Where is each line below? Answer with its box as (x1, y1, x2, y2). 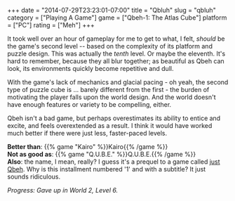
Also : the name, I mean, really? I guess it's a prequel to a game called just (7, 157, 220, 166)
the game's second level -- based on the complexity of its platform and (7, 42, 213, 50)
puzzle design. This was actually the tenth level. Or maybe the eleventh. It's (7, 49, 226, 58)
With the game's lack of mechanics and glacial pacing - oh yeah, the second (7, 78, 229, 86)
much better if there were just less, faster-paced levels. (7, 129, 167, 137)
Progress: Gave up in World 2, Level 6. (7, 186, 118, 194)
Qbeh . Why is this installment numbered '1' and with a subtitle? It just (7, 165, 206, 173)
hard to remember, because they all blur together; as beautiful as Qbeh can (7, 57, 224, 65)
